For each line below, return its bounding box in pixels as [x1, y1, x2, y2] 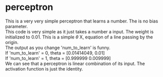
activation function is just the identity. [5, 65, 83, 71]
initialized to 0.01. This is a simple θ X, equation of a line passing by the [5, 34, 153, 40]
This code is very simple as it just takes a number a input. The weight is [5, 28, 154, 34]
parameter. [5, 23, 28, 29]
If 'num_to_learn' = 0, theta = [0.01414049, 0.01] [5, 49, 105, 56]
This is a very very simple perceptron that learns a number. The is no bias [5, 18, 158, 24]
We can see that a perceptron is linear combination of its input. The [5, 60, 145, 66]
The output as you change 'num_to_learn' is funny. [5, 44, 111, 50]
